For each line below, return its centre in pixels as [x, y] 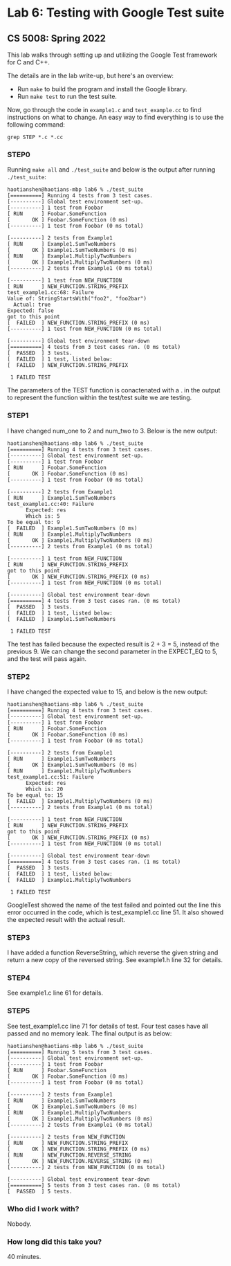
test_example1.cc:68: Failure [51, 293]
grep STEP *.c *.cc [35, 137]
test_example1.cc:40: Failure [51, 504]
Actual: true [32, 305]
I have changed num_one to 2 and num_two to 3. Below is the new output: [112, 431]
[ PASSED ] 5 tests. [40, 1191]
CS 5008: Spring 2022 [56, 38]
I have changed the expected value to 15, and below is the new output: [108, 691]
